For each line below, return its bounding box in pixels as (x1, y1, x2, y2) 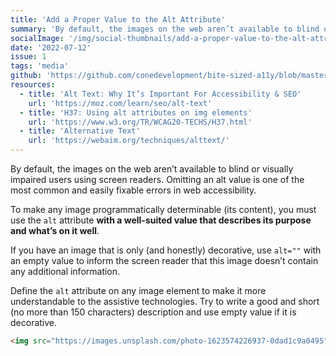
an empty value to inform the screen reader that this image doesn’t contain (10, 255, 319, 266)
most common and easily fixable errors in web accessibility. (10, 184, 257, 196)
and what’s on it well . (10, 225, 100, 236)
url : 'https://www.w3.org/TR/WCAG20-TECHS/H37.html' (28, 117, 253, 127)
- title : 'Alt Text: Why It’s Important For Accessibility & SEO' (19, 89, 302, 99)
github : (10, 71, 43, 81)
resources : (10, 80, 56, 90)
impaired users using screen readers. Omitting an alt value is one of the (10, 174, 305, 185)
